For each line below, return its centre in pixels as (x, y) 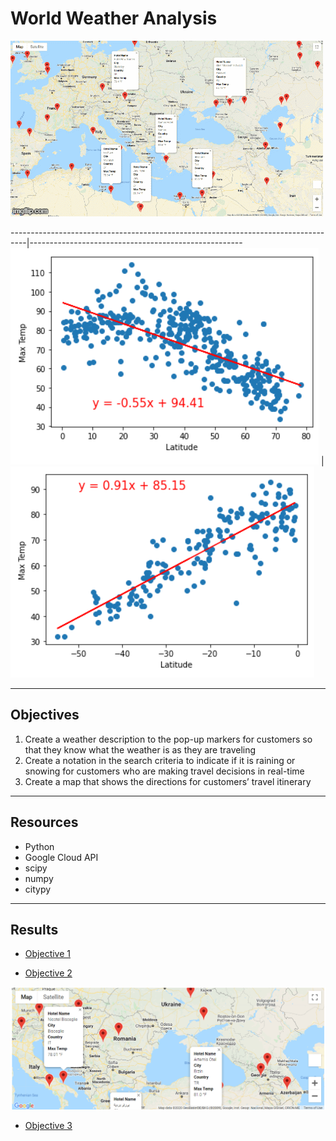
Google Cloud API (61, 857)
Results (34, 929)
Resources (44, 822)
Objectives (45, 715)
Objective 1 (47, 954)
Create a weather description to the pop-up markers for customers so (168, 739)
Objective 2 (48, 973)
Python (39, 846)
